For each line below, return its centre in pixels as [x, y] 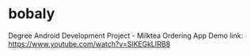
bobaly [32, 14]
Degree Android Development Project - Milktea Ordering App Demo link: [126, 35]
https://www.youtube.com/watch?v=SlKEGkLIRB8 [89, 43]
